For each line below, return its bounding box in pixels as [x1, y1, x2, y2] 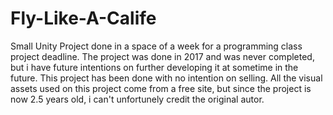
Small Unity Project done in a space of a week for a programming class [10, 40, 303, 52]
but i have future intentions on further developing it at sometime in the [10, 61, 299, 73]
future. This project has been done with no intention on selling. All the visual [10, 72, 323, 84]
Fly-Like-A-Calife [10, 7, 157, 30]
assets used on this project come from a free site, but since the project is [10, 82, 312, 94]
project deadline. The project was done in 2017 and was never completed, [10, 50, 315, 62]
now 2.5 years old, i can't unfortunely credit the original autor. [10, 93, 265, 105]
